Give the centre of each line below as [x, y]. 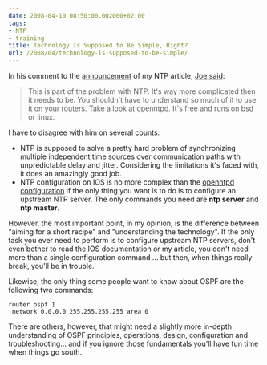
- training [26, 38]
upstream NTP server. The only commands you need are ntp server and [139, 199]
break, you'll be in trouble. [51, 266]
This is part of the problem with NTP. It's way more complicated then [142, 91]
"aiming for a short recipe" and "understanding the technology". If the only [131, 232]
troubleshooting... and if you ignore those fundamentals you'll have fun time [133, 343]
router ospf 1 [32, 305]
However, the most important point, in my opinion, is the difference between [134, 223]
